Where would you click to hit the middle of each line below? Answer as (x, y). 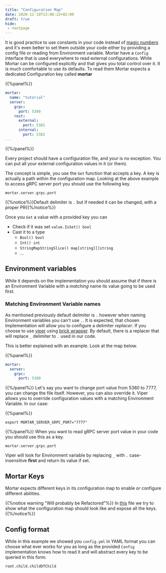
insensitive (16, 461)
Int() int (30, 243)
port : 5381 (34, 125)
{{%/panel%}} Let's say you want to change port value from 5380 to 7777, (81, 388)
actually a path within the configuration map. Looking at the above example (82, 178)
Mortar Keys (25, 476)
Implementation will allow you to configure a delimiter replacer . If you (76, 325)
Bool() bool (32, 238)
